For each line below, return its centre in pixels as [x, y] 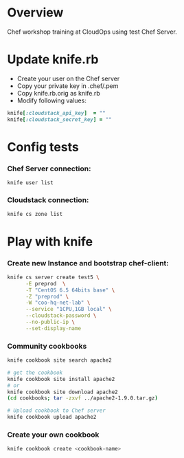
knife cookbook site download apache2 [62, 392]
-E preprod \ [46, 283]
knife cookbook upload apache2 [52, 417]
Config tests [43, 147]
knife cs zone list [35, 215]
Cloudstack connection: [48, 200]
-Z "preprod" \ [47, 296]
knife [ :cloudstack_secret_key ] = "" [59, 119]
